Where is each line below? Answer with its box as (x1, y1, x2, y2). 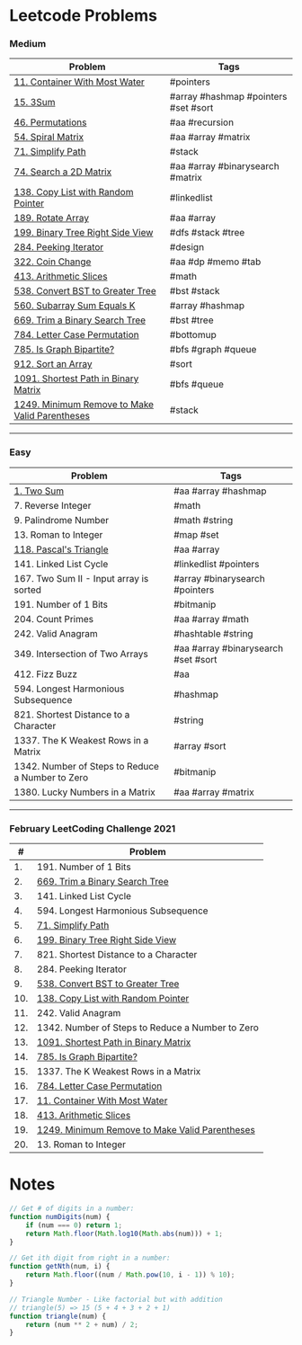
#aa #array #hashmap (173, 485, 267, 497)
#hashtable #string (173, 627, 253, 639)
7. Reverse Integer (13, 499, 92, 512)
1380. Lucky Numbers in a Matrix (13, 786, 155, 798)
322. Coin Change (13, 255, 92, 268)
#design (169, 241, 205, 254)
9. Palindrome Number (13, 513, 110, 526)
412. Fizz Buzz (13, 667, 78, 680)
